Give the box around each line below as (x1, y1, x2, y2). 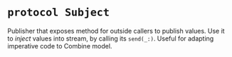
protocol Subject (7, 6, 110, 19)
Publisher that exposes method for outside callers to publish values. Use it (7, 26, 226, 35)
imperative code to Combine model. (7, 41, 112, 50)
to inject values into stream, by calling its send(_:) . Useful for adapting (7, 34, 214, 43)
